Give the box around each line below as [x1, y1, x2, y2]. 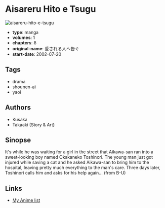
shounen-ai [12, 84, 36, 90]
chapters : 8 [12, 39, 37, 45]
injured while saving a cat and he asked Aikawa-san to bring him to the [5, 159, 149, 166]
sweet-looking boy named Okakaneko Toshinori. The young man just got [5, 154, 153, 160]
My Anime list [12, 197, 41, 203]
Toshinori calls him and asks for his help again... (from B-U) [5, 170, 126, 176]
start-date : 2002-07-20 [12, 51, 62, 57]
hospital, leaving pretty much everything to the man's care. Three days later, [5, 165, 161, 171]
